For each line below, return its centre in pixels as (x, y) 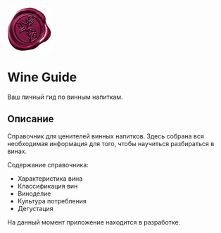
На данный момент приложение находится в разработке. (94, 222)
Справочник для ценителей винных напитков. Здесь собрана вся (106, 136)
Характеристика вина (50, 178)
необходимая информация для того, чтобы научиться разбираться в (111, 143)
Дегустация (36, 208)
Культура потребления (52, 201)
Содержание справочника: (48, 165)
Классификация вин (48, 186)
